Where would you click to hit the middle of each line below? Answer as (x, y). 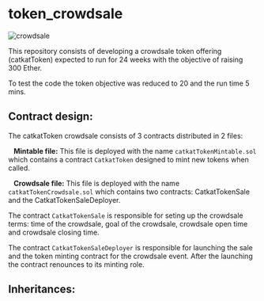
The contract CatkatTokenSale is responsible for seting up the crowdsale (126, 215)
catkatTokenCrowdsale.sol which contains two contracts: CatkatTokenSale (129, 192)
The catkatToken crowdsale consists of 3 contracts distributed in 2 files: (126, 135)
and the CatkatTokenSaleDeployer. (64, 200)
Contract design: (51, 117)
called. (19, 168)
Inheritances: (42, 290)
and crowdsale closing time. (54, 232)
